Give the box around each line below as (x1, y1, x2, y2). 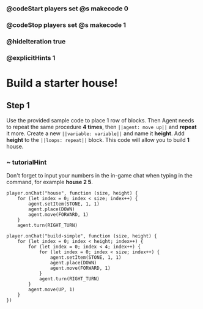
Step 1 (6, 100, 31, 111)
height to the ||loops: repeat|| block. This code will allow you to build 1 (6, 136, 190, 143)
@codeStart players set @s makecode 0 (6, 4, 128, 13)
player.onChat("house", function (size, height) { (6, 190, 138, 196)
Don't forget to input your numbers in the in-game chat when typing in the (6, 171, 193, 179)
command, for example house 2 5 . (6, 178, 94, 185)
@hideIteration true (6, 37, 66, 45)
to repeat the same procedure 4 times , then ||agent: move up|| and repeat (6, 123, 197, 130)
